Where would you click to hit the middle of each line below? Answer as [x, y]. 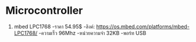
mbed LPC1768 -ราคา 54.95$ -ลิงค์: [54, 26]
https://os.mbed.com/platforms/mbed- [143, 26]
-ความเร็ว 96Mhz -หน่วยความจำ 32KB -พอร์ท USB [92, 33]
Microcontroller [44, 11]
